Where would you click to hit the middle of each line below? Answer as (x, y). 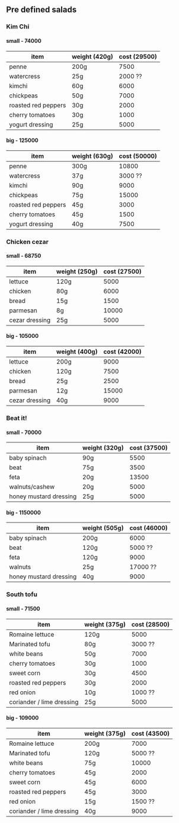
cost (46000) (148, 528)
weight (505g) (103, 528)
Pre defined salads (41, 10)
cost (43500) (151, 733)
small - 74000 (24, 40)
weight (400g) (77, 352)
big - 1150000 (24, 512)
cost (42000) (122, 352)
